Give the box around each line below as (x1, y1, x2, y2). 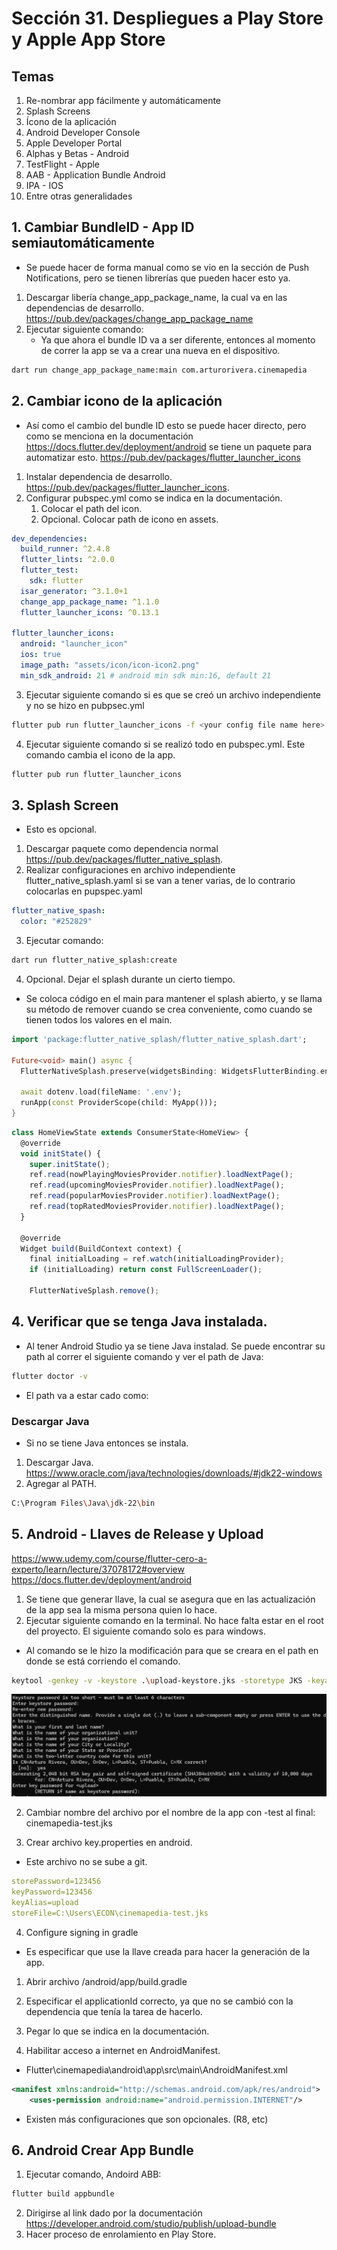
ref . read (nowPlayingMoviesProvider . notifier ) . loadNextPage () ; (29, 1170, 294, 1180)
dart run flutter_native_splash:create (11, 955, 178, 966)
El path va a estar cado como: (25, 1389, 149, 1401)
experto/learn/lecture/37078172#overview (11, 1563, 185, 1575)
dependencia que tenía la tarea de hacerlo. (25, 2005, 203, 2017)
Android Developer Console (25, 127, 141, 138)
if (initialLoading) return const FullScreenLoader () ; (29, 1265, 263, 1275)
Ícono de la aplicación (25, 116, 117, 127)
